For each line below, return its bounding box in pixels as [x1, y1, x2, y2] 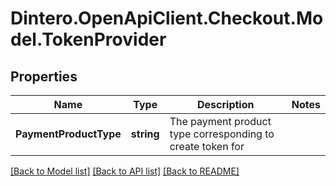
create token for [169, 140, 245, 153]
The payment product [169, 115, 272, 128]
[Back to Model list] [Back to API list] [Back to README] [10, 165, 240, 177]
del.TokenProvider [10, 28, 167, 51]
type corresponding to [169, 127, 275, 141]
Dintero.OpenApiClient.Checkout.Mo [10, 7, 324, 30]
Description [197, 98, 255, 111]
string [130, 127, 160, 141]
